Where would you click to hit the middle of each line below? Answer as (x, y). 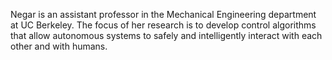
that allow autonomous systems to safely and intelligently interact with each (166, 35)
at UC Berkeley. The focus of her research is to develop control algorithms (163, 25)
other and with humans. (59, 46)
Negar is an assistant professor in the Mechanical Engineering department (163, 14)
